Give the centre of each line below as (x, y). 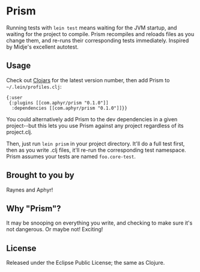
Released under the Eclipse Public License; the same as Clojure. (86, 263)
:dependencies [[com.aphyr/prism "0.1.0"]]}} (70, 108)
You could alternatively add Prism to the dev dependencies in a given (92, 119)
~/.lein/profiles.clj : (34, 86)
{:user (14, 97)
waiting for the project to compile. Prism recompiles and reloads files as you (100, 34)
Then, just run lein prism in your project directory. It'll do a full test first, (95, 144)
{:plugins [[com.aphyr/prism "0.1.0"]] (59, 103)
